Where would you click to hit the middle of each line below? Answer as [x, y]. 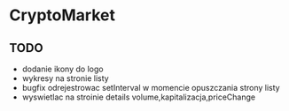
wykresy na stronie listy [65, 78]
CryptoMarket [62, 15]
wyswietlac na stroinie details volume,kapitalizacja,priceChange [138, 97]
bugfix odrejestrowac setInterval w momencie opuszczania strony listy [151, 88]
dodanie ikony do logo [62, 69]
